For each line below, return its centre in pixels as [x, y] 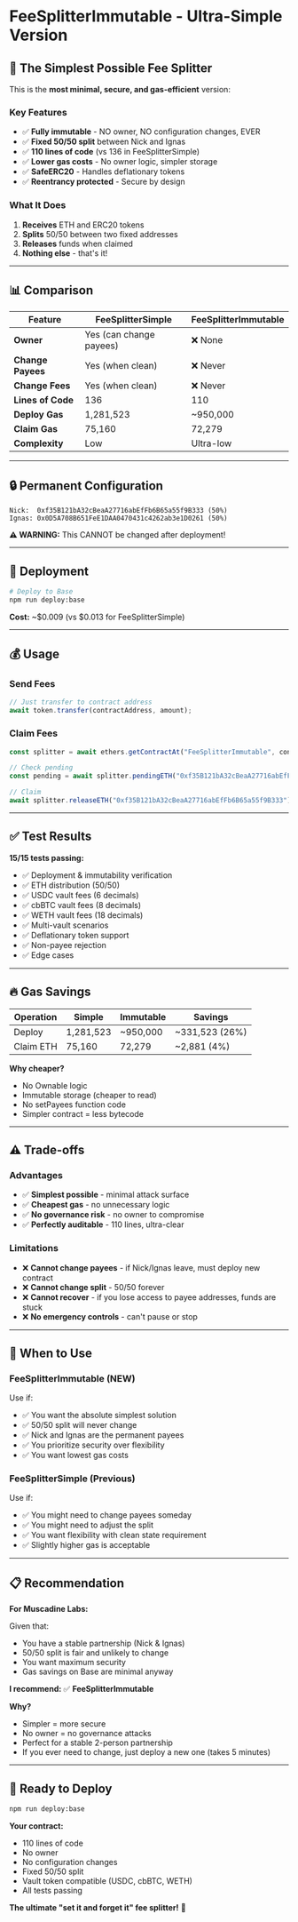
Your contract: [36, 1826]
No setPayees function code [74, 1105]
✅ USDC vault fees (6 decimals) [80, 895]
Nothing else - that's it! [65, 253]
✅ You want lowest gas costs [75, 1455]
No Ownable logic [55, 1085]
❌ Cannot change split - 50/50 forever [93, 1287]
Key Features [39, 112]
